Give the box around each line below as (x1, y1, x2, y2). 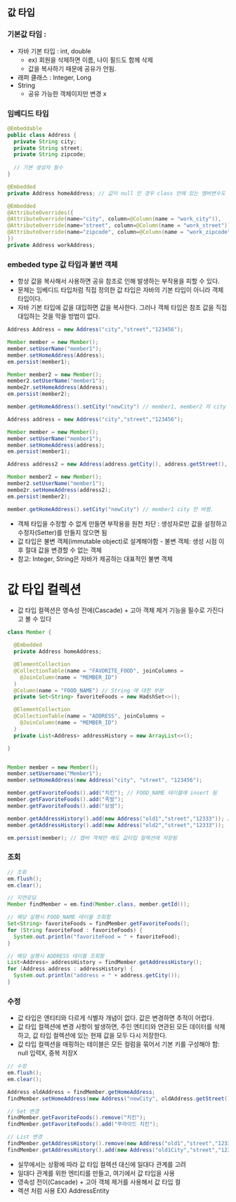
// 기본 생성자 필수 (13, 164, 63, 171)
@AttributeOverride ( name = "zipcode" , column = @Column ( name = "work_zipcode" (7, 229, 231, 236)
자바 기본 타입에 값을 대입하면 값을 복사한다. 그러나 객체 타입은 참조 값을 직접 (17, 303, 228, 312)
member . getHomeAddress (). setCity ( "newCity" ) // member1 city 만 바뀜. (7, 506, 214, 513)
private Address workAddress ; (7, 242, 96, 249)
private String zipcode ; (13, 151, 86, 158)
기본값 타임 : (7, 29, 47, 39)
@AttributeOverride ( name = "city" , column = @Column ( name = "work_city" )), (7, 216, 221, 223)
